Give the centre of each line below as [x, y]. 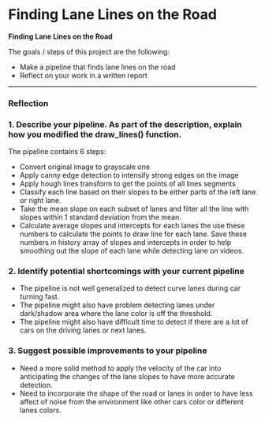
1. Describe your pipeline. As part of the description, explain [125, 124]
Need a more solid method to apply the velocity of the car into [120, 368]
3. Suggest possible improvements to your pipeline [108, 351]
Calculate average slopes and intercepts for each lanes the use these [132, 226]
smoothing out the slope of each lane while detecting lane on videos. [132, 251]
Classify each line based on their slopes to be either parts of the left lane [138, 192]
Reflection [28, 103]
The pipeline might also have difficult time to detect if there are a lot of [134, 322]
